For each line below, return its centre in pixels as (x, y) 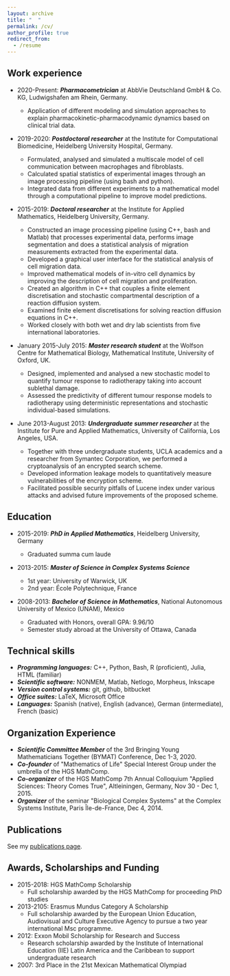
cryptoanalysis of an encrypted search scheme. (95, 466)
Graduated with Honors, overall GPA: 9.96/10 (91, 622)
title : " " (24, 20)
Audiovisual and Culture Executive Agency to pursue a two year (117, 921)
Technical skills (41, 651)
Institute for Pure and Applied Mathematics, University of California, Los (118, 430)
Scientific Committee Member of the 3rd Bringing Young (98, 750)
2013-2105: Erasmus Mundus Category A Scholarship (93, 906)
